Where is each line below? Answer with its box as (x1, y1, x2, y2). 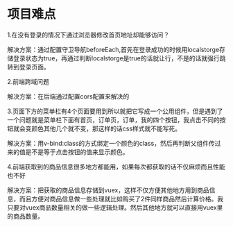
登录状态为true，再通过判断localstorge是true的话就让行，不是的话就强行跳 (12, 53, 226, 62)
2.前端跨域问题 (7, 77, 50, 85)
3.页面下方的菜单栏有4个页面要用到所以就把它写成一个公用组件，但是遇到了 (7, 107, 223, 115)
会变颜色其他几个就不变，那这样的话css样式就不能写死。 (19, 124, 182, 133)
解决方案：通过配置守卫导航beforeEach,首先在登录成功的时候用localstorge (7, 45, 220, 53)
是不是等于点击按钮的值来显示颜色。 (25, 147, 129, 156)
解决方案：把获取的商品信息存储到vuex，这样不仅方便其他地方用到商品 (7, 185, 209, 194)
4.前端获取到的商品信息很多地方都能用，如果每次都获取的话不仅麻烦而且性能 (7, 162, 225, 171)
